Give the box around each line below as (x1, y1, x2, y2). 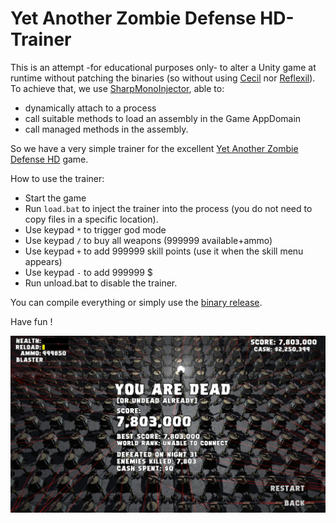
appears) (24, 255, 63, 267)
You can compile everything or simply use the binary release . (10, 296, 263, 308)
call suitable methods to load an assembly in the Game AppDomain (24, 112, 302, 124)
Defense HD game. (10, 153, 89, 165)
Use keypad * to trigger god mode (24, 223, 167, 236)
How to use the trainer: (10, 172, 105, 184)
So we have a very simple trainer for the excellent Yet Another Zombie (10, 142, 299, 154)
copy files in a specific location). (24, 213, 159, 225)
